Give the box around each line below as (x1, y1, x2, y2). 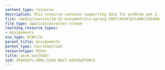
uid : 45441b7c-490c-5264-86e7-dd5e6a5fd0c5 (5, 58, 96, 63)
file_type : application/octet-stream (5, 21, 82, 26)
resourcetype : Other (5, 48, 48, 53)
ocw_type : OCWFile (5, 35, 43, 40)
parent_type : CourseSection (5, 44, 63, 49)
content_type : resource (5, 7, 54, 12)
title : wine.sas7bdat (5, 53, 50, 58)
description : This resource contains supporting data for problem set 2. (5, 12, 160, 17)
